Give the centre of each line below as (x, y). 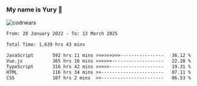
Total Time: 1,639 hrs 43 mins (46, 45)
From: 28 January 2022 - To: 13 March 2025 (62, 34)
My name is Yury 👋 (34, 10)
